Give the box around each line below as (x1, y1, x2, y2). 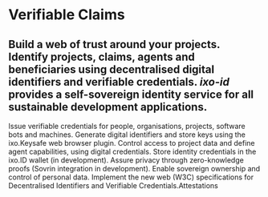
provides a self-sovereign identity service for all (8, 87, 254, 101)
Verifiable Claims (8, 6, 126, 24)
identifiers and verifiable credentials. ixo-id (8, 74, 230, 89)
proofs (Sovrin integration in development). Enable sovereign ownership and (8, 164, 261, 173)
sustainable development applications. (8, 100, 208, 114)
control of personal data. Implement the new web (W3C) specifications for (8, 172, 254, 182)
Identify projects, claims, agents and (8, 50, 195, 63)
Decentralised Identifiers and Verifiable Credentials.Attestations (8, 181, 218, 190)
